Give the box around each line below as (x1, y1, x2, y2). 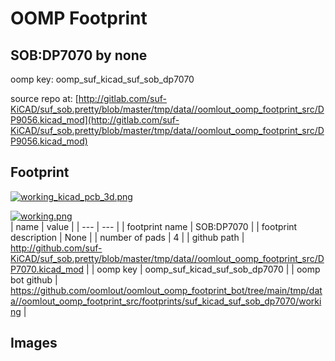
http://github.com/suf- (10, 242, 103, 254)
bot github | (10, 273, 58, 286)
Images (10, 335, 58, 352)
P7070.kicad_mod (10, 263, 85, 275)
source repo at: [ (10, 93, 79, 104)
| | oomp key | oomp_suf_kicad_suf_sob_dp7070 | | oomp (86, 263, 321, 275)
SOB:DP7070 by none (10, 47, 148, 64)
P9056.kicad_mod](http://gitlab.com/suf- (10, 114, 180, 126)
